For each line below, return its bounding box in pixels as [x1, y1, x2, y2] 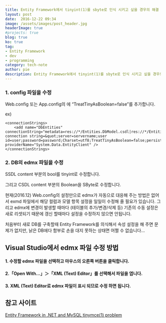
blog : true [5, 35, 28, 40]
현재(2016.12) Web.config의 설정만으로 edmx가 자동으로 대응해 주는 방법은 [5, 192, 150, 198]
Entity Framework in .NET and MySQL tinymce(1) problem [5, 312, 123, 318]
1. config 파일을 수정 [5, 89, 52, 96]
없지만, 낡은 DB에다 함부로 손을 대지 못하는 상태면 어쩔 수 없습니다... [14, 227, 145, 233]
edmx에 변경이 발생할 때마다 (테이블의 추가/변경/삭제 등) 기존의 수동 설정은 [14, 205, 159, 211]
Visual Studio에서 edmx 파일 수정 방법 [5, 243, 119, 252]
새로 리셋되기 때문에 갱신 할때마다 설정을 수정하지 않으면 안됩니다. [5, 211, 132, 217]
